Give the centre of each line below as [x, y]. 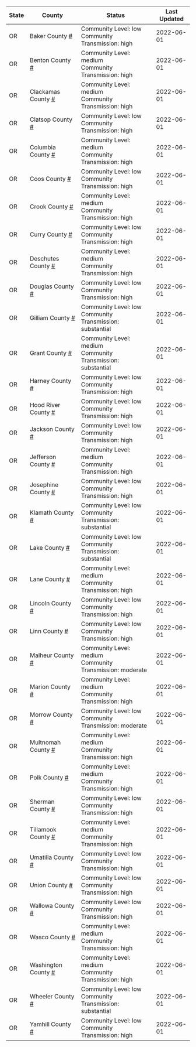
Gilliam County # [52, 318]
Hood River [45, 405]
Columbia [43, 147]
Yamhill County [50, 1024]
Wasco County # [52, 937]
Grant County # [51, 353]
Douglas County [52, 286]
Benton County [50, 60]
